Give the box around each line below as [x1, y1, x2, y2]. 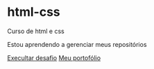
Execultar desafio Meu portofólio [7, 53, 101, 62]
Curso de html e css [7, 27, 65, 35]
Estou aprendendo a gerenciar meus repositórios [7, 40, 147, 48]
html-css [7, 4, 60, 20]
